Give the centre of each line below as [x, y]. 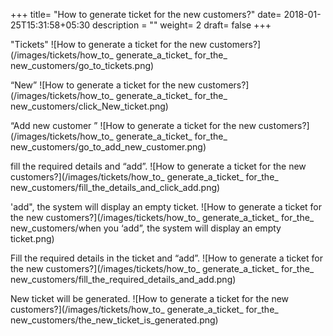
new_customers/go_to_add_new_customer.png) [108, 147]
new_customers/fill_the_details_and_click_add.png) [115, 187]
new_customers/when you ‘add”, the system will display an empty [146, 228]
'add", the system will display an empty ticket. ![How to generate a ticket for [166, 207]
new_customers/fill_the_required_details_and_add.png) [123, 279]
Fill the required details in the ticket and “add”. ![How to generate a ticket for [166, 258]
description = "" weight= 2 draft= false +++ [182, 25]
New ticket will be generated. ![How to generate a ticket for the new [150, 298]
